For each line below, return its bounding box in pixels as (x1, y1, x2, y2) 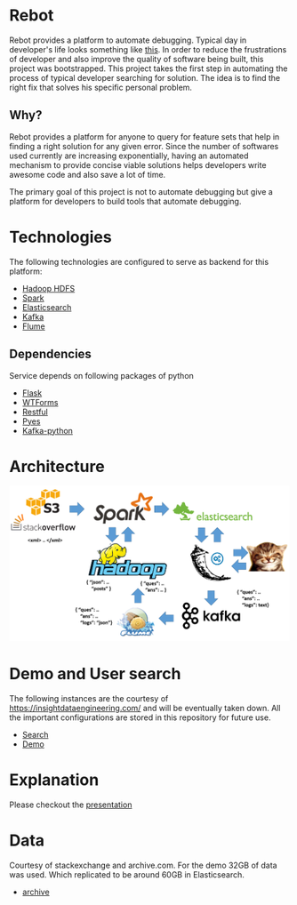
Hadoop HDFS (21, 283, 76, 293)
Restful (21, 406, 49, 417)
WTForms (21, 396, 59, 407)
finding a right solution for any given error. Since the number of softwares (9, 140, 279, 151)
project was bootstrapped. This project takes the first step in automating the (9, 63, 288, 74)
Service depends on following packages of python (9, 370, 194, 380)
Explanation (9, 770, 100, 789)
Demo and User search (9, 663, 181, 684)
